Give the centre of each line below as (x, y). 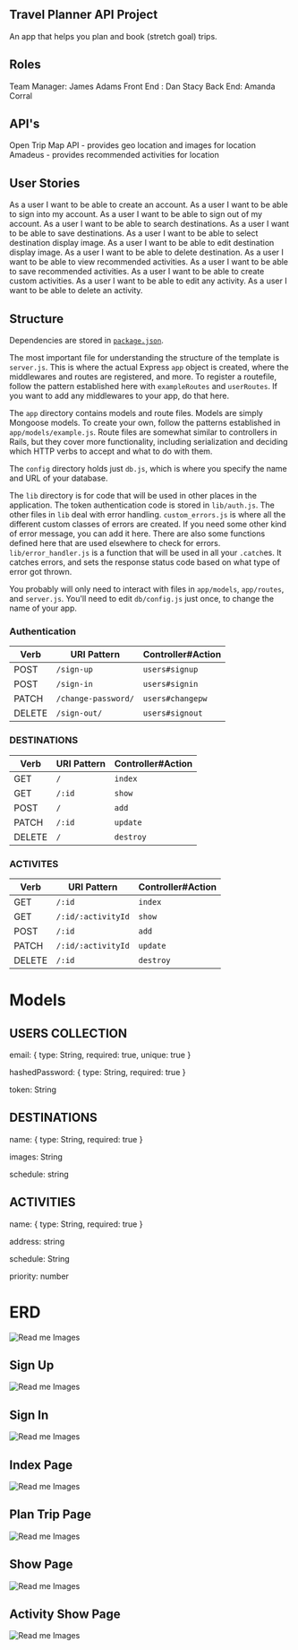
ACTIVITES (34, 864)
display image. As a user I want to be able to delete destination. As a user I (147, 252)
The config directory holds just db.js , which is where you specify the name (149, 469)
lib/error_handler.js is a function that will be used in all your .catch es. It (145, 553)
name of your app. (43, 608)
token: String (33, 1090)
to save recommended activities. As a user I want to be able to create (137, 272)
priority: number (39, 1276)
